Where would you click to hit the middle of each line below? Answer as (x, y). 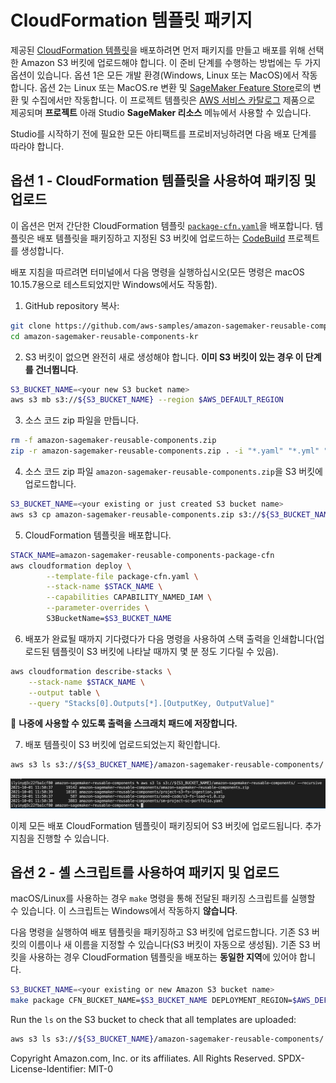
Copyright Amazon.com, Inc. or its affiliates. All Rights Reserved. (143, 1058)
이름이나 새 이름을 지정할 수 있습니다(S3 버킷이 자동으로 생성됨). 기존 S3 (169, 945)
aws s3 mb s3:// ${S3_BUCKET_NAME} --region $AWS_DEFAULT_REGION (147, 400)
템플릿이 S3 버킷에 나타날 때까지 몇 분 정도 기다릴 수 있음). (165, 651)
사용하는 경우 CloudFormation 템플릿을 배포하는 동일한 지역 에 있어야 (163, 957)
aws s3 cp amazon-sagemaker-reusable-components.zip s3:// (136, 514)
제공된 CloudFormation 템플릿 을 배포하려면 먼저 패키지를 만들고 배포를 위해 (158, 50)
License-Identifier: (48, 1068)
